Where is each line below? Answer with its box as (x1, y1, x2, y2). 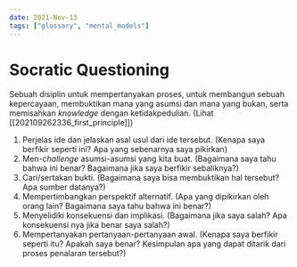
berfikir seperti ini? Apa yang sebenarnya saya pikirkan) (21, 144, 227, 155)
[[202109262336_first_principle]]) (9, 117, 134, 128)
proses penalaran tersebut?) (21, 248, 127, 259)
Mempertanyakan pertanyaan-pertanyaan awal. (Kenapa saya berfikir (21, 229, 278, 240)
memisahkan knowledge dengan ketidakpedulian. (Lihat (9, 108, 214, 118)
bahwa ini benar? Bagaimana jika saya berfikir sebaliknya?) (21, 163, 239, 174)
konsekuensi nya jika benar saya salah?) (21, 220, 171, 231)
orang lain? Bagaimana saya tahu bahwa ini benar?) (21, 201, 212, 212)
